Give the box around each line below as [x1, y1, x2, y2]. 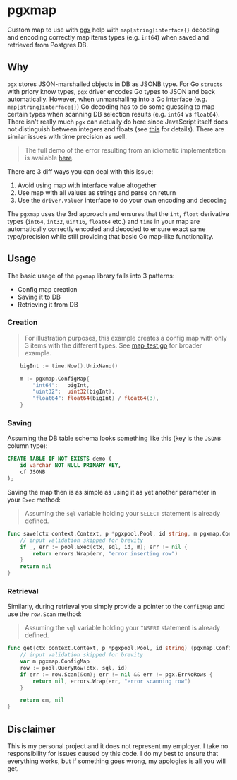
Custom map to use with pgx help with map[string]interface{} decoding [7, 25, 219, 34]
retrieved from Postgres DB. [7, 40, 89, 49]
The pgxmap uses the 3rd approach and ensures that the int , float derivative [7, 209, 229, 218]
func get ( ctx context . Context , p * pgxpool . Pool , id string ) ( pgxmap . [7, 645, 217, 652]
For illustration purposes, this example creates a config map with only [24, 333, 227, 342]
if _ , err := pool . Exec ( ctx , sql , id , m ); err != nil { [20, 543, 188, 550]
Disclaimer [7, 723, 56, 735]
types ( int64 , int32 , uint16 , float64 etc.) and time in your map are [7, 217, 200, 225]
